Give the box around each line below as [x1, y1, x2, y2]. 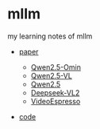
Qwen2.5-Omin [30, 62, 81, 72]
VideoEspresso [30, 96, 81, 106]
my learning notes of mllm [7, 31, 93, 41]
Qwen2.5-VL [30, 71, 72, 80]
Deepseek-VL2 [30, 87, 80, 97]
